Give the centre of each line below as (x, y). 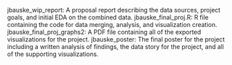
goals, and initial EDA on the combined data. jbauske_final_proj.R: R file (108, 17)
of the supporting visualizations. (53, 54)
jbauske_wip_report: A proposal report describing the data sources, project (114, 10)
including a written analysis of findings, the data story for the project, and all (116, 47)
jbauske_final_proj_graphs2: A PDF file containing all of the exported (104, 32)
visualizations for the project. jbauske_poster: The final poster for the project (116, 39)
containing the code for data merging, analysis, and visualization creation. (112, 25)
